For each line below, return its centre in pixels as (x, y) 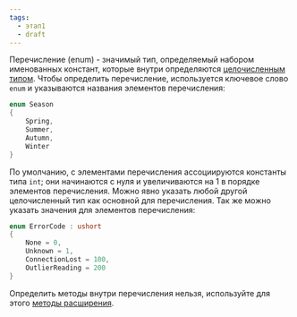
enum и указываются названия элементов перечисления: (117, 88)
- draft (32, 34)
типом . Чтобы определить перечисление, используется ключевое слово (149, 79)
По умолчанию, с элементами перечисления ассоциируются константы (148, 172)
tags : (19, 17)
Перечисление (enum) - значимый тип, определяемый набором (132, 60)
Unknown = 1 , (50, 252)
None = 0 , (44, 243)
